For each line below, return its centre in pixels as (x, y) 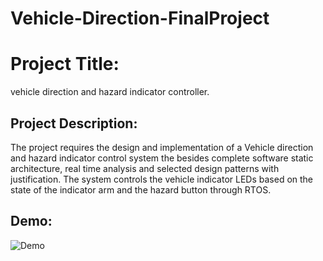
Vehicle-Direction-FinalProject (140, 18)
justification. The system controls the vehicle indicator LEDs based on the (162, 179)
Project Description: (74, 123)
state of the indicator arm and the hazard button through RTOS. (141, 189)
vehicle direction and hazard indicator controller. (110, 92)
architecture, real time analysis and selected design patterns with (145, 168)
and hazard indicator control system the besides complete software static (162, 158)
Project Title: (65, 64)
